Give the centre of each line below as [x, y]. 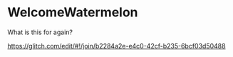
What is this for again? [40, 32]
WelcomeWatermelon [73, 12]
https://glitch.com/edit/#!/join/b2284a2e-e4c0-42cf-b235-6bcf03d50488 [116, 46]
